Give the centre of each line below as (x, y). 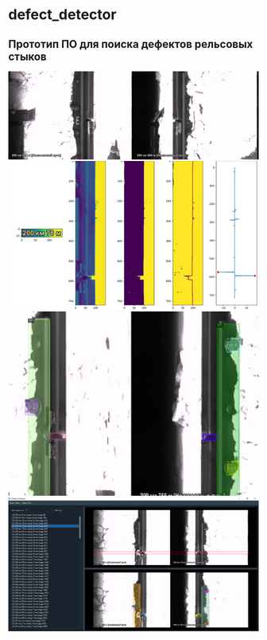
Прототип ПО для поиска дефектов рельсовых (131, 44)
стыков (27, 56)
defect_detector (62, 15)
